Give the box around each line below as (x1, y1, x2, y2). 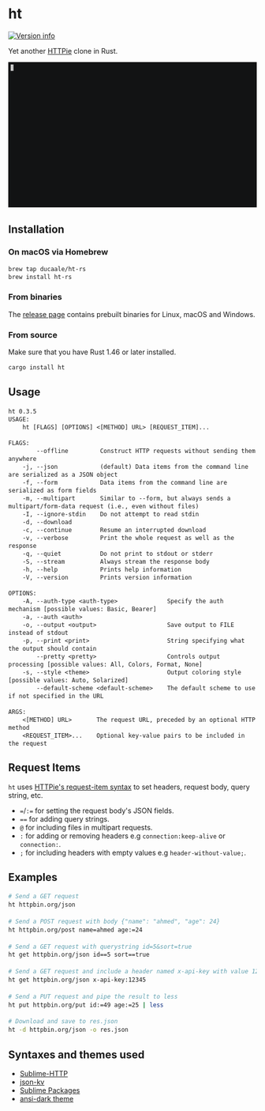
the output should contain (8, 644, 97, 652)
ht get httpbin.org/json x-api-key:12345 (8, 976, 147, 984)
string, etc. (8, 790, 43, 799)
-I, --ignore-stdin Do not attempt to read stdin (22, 510, 200, 518)
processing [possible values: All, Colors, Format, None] (8, 660, 203, 668)
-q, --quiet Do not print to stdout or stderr (22, 550, 214, 557)
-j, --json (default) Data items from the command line (22, 463, 248, 470)
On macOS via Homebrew (8, 247, 109, 258)
